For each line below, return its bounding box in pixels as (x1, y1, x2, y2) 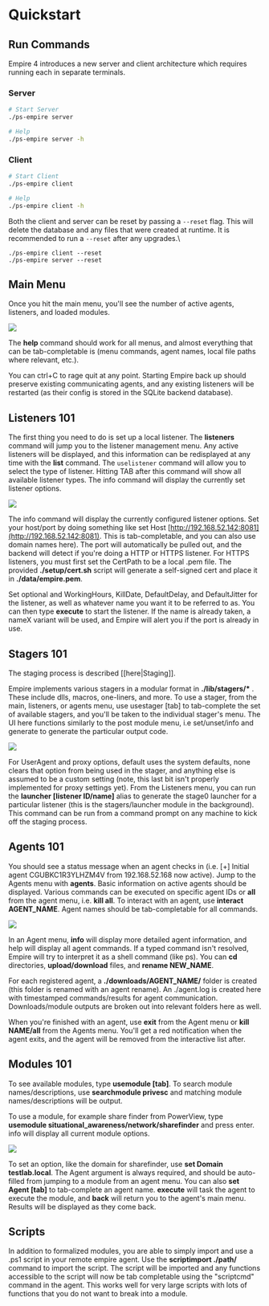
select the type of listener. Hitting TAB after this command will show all (8, 467, 242, 476)
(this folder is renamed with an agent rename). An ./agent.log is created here (8, 984, 262, 994)
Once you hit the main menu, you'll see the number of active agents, (8, 299, 234, 308)
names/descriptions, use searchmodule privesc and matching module (8, 1087, 243, 1097)
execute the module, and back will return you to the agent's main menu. (8, 1193, 247, 1202)
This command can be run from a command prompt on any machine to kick (8, 809, 258, 818)
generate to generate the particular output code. (8, 727, 169, 737)
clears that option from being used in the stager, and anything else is (8, 765, 236, 776)
